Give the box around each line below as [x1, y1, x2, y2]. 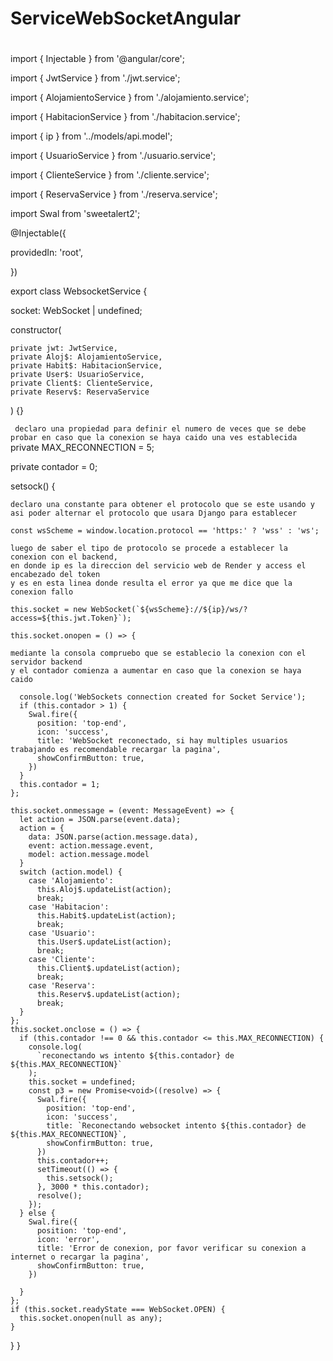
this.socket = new [10, 605, 87, 615]
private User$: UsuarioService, [10, 370, 145, 380]
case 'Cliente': [28, 955, 97, 965]
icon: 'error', [36, 1235, 101, 1245]
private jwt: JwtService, [10, 343, 118, 354]
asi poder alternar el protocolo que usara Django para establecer [10, 508, 298, 519]
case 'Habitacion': [28, 902, 110, 912]
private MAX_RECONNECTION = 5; [10, 442, 155, 454]
